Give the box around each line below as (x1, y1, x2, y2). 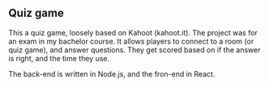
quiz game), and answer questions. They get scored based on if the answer (8, 44, 261, 55)
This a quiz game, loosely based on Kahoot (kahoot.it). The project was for (8, 27, 258, 37)
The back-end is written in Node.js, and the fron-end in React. (8, 68, 216, 79)
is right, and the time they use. (8, 53, 110, 63)
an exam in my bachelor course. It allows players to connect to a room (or (8, 36, 254, 46)
